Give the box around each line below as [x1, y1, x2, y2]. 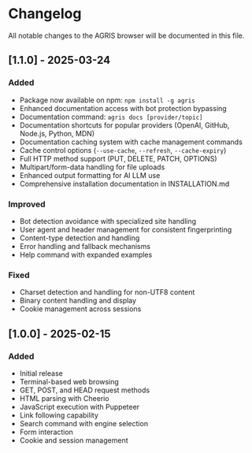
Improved [8, 199, 46, 210]
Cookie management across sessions [19, 304, 142, 314]
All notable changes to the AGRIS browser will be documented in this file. [8, 31, 245, 40]
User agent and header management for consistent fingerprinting [19, 225, 232, 234]
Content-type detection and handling [19, 233, 140, 243]
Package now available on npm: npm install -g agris [19, 95, 195, 105]
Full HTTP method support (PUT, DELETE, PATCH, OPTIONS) [19, 154, 218, 163]
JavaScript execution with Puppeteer [19, 402, 140, 411]
